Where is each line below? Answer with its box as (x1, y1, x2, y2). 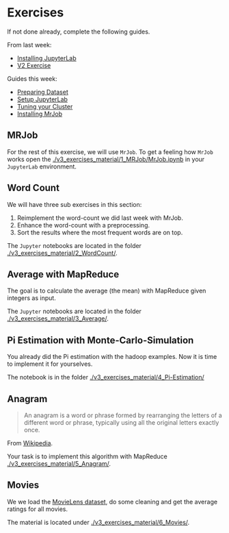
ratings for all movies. (7, 505, 68, 513)
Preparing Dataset (16, 88, 68, 96)
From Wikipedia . (7, 439, 53, 447)
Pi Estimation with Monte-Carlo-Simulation (7, 334, 194, 346)
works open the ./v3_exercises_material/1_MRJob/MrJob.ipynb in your (7, 155, 205, 163)
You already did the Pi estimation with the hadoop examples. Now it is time (7, 353, 217, 361)
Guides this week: (7, 74, 57, 83)
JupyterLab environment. (7, 162, 77, 171)
